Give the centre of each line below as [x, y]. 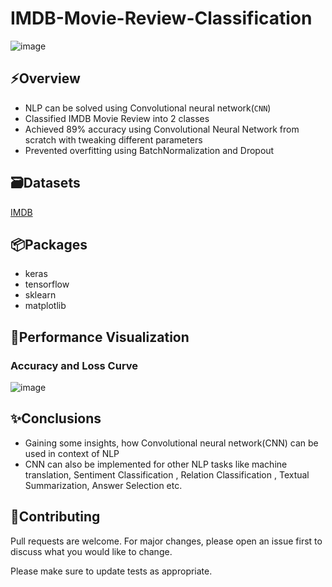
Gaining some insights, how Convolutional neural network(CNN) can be [171, 443]
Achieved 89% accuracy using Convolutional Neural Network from [162, 129]
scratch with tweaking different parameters [113, 139]
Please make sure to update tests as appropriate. [111, 571]
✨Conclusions [56, 418]
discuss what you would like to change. [91, 551]
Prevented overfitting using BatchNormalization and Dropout [149, 150]
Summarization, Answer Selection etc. [103, 485]
